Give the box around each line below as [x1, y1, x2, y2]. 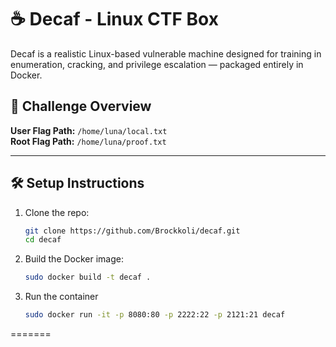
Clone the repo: [24, 206, 90, 218]
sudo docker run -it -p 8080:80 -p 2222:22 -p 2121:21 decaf [24, 310, 286, 320]
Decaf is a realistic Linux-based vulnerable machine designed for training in [10, 47, 322, 60]
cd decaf [24, 235, 62, 245]
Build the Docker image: [24, 253, 125, 265]
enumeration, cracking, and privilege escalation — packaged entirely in [10, 58, 304, 70]
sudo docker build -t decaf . [24, 272, 152, 283]
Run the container [24, 291, 99, 303]
